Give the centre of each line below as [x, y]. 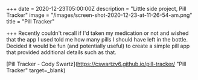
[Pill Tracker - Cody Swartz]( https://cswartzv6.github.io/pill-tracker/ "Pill [96, 64]
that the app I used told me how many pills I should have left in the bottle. [97, 39]
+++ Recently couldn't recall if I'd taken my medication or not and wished [97, 33]
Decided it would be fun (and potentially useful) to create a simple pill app [98, 46]
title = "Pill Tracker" [30, 21]
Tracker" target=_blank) [36, 70]
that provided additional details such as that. [61, 52]
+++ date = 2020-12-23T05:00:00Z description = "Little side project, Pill [96, 9]
